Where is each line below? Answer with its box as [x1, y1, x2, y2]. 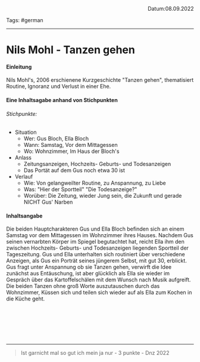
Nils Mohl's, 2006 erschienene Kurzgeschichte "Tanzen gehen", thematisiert [6, 76, 194, 84]
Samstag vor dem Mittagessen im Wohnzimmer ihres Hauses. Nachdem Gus [6, 232, 193, 239]
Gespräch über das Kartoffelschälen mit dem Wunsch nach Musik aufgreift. [6, 276, 191, 283]
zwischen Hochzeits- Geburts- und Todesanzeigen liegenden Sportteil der [6, 244, 189, 251]
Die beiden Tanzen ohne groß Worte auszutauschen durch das [6, 283, 160, 290]
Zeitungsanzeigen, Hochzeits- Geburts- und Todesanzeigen [23, 161, 171, 168]
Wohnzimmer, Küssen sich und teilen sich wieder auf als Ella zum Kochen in [6, 289, 192, 296]
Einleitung [6, 63, 32, 70]
